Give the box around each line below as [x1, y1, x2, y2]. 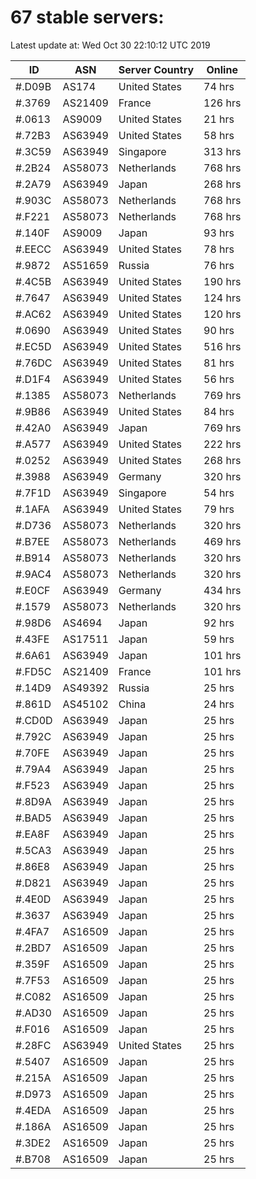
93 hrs [203, 226, 235, 240]
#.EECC [15, 242, 52, 256]
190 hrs [203, 274, 242, 288]
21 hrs [203, 112, 235, 126]
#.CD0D [15, 713, 53, 727]
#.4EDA [15, 1103, 52, 1117]
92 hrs [203, 616, 235, 630]
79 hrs [203, 502, 235, 516]
